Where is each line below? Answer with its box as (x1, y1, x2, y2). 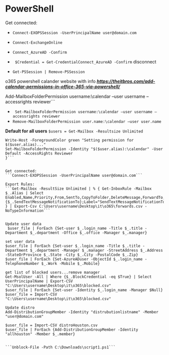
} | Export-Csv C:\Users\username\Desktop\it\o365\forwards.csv (5, 203, 143, 209)
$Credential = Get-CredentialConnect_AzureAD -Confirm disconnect (15, 58, 157, 64)
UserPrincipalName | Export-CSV (5, 278, 73, 283)
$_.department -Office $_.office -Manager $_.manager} (30, 230, 147, 235)
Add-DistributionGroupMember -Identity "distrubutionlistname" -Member (5, 309, 158, 315)
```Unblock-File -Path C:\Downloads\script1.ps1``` (5, 344, 116, 350)
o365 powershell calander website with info (5, 78, 96, 84)
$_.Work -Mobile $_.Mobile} (41, 261, 100, 266)
